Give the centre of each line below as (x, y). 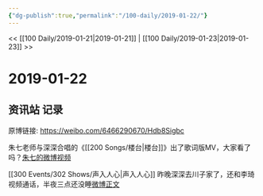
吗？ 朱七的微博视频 (40, 157)
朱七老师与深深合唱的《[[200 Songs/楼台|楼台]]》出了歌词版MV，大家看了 (130, 147)
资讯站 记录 (36, 110)
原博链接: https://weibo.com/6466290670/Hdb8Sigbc (97, 130)
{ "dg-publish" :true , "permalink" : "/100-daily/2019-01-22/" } (108, 15)
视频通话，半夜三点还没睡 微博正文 (64, 184)
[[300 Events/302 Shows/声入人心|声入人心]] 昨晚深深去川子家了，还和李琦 (131, 174)
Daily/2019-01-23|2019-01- (205, 38)
